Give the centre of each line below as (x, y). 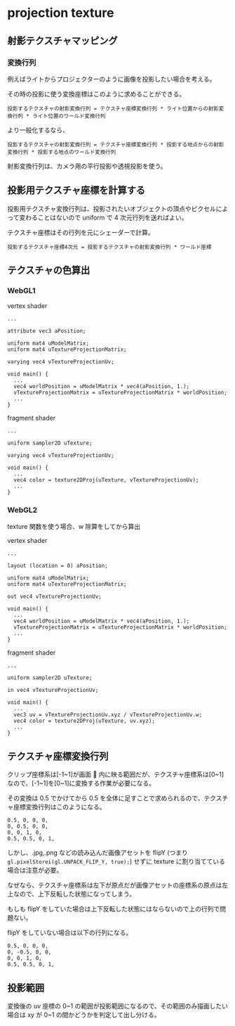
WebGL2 (22, 510)
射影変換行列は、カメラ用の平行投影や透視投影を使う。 (87, 166)
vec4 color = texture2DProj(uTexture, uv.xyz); (85, 721)
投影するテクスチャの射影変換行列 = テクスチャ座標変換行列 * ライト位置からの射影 (113, 108)
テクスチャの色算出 (49, 270)
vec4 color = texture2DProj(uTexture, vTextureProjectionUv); (106, 480)
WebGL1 (22, 291)
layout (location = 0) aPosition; (58, 565)
